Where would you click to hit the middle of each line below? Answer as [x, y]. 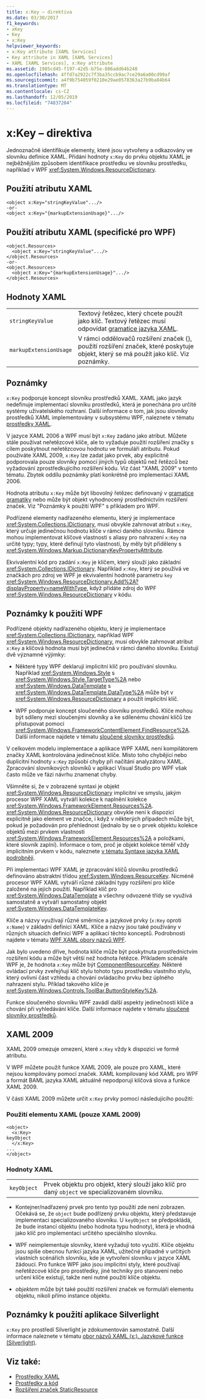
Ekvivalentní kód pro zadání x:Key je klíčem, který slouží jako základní [94, 562]
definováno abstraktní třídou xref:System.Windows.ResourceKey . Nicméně [100, 876]
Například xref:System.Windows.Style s [65, 673]
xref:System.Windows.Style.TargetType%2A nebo [78, 679]
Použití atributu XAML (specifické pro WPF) [91, 232]
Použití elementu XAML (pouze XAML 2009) [74, 1114]
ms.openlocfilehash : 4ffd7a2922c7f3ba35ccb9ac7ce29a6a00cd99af [88, 75]
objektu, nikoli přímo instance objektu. [63, 1296]
